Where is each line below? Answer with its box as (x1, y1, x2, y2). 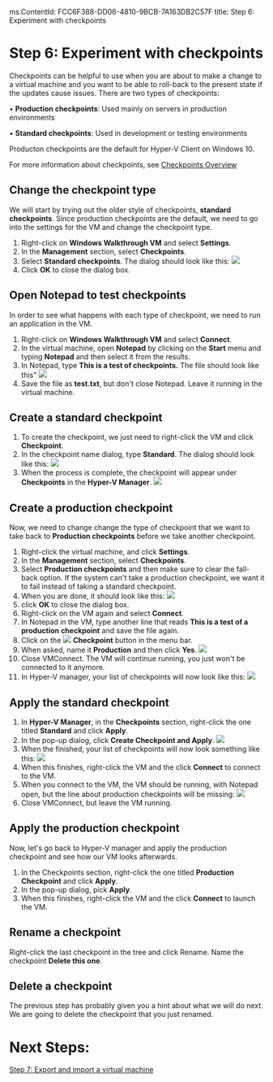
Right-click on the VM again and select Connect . (20, 609, 185, 619)
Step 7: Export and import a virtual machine (9, 1065, 154, 1075)
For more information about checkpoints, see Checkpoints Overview (9, 159, 237, 169)
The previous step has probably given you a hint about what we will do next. (9, 1001, 264, 1010)
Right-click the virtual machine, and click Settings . (20, 547, 190, 557)
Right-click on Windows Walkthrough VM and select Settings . (20, 237, 232, 247)
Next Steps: (9, 1038, 90, 1056)
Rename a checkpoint (9, 926, 122, 940)
